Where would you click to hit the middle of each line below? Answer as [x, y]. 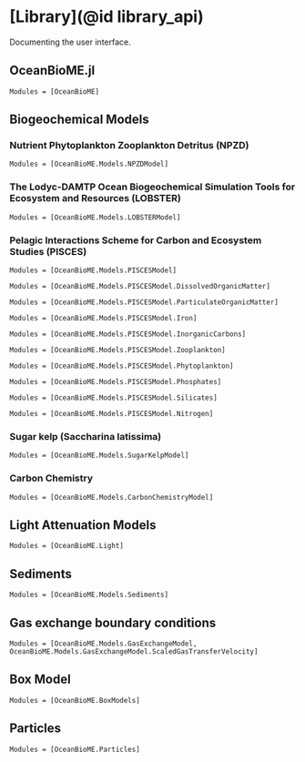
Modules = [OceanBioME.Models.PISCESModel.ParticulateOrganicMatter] [144, 302]
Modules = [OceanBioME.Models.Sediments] [89, 595]
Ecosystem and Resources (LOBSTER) [96, 198]
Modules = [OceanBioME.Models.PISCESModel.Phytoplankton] [122, 366]
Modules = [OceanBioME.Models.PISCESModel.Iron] [103, 319]
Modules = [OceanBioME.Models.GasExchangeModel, [103, 644]
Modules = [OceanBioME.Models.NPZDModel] [89, 164]
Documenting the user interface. [71, 42]
